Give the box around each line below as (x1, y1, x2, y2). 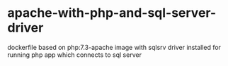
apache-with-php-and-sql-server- (7, 5, 217, 21)
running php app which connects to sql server (7, 51, 142, 59)
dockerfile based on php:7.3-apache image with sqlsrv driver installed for (7, 43, 222, 51)
